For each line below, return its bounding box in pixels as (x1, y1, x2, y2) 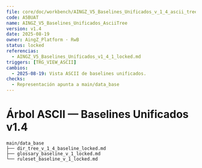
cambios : (6, 64, 28, 71)
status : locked (6, 43, 44, 49)
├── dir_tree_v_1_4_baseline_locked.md (6, 145, 106, 151)
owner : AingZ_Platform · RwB (6, 37, 79, 43)
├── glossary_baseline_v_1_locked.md (6, 151, 101, 157)
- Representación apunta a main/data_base (11, 82, 120, 88)
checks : (6, 76, 26, 82)
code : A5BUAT (6, 14, 39, 20)
